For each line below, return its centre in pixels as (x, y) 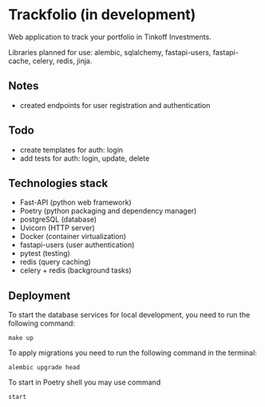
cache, (20, 61)
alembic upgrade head (44, 368)
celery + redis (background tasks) (75, 270)
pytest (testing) (45, 253)
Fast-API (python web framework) (75, 202)
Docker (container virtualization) (73, 237)
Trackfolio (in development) (102, 15)
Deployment (40, 295)
